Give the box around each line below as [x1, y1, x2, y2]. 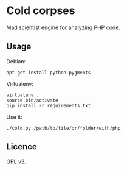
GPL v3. [6, 158, 26, 165]
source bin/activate [6, 97, 59, 104]
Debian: [6, 57, 26, 65]
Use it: [6, 113, 22, 121]
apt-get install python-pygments [6, 69, 91, 76]
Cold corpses [6, 4, 75, 18]
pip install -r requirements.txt [6, 102, 91, 108]
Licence [6, 141, 38, 152]
